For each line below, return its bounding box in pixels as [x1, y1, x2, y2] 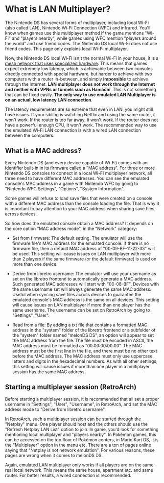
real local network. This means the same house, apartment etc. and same [5, 467, 153, 473]
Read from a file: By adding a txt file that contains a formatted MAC [12, 322, 148, 328]
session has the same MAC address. [12, 369, 86, 375]
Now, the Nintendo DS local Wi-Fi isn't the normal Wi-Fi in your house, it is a [5, 55, 159, 61]
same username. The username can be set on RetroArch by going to [12, 307, 150, 313]
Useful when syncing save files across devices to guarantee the [12, 291, 141, 297]
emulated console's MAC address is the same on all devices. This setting [12, 297, 160, 303]
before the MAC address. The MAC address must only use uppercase [12, 353, 153, 359]
